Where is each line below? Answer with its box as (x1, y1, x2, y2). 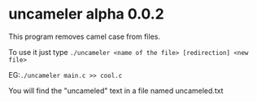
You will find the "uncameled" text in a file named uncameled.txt (8, 86, 224, 96)
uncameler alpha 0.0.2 (8, 5, 164, 23)
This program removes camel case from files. (8, 32, 161, 41)
